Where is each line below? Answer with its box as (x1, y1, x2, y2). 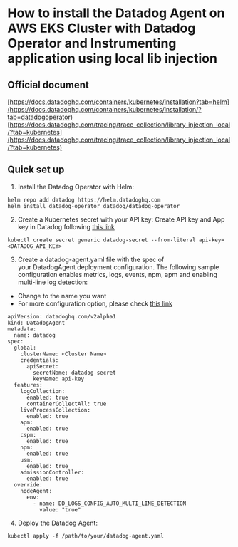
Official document (7, 78, 89, 90)
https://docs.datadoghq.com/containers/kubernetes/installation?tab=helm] (9, 98, 230, 106)
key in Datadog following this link (17, 222, 115, 231)
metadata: (7, 325, 37, 333)
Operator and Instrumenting (7, 36, 177, 51)
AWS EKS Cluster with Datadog (7, 20, 196, 36)
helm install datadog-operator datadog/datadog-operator (7, 202, 180, 209)
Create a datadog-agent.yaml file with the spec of (17, 255, 165, 264)
